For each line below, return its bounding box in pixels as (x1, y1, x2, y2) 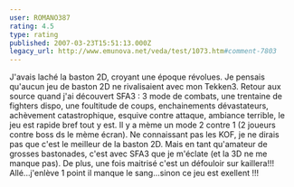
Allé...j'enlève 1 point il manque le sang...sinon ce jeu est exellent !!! (9, 168, 260, 179)
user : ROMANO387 (9, 13, 71, 23)
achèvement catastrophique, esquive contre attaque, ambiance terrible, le (9, 110, 285, 121)
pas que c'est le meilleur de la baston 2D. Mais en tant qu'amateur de (9, 139, 269, 150)
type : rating (9, 30, 59, 39)
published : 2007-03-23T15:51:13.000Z (9, 38, 152, 48)
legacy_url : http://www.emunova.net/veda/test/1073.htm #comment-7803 (9, 47, 278, 56)
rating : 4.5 (9, 22, 54, 31)
